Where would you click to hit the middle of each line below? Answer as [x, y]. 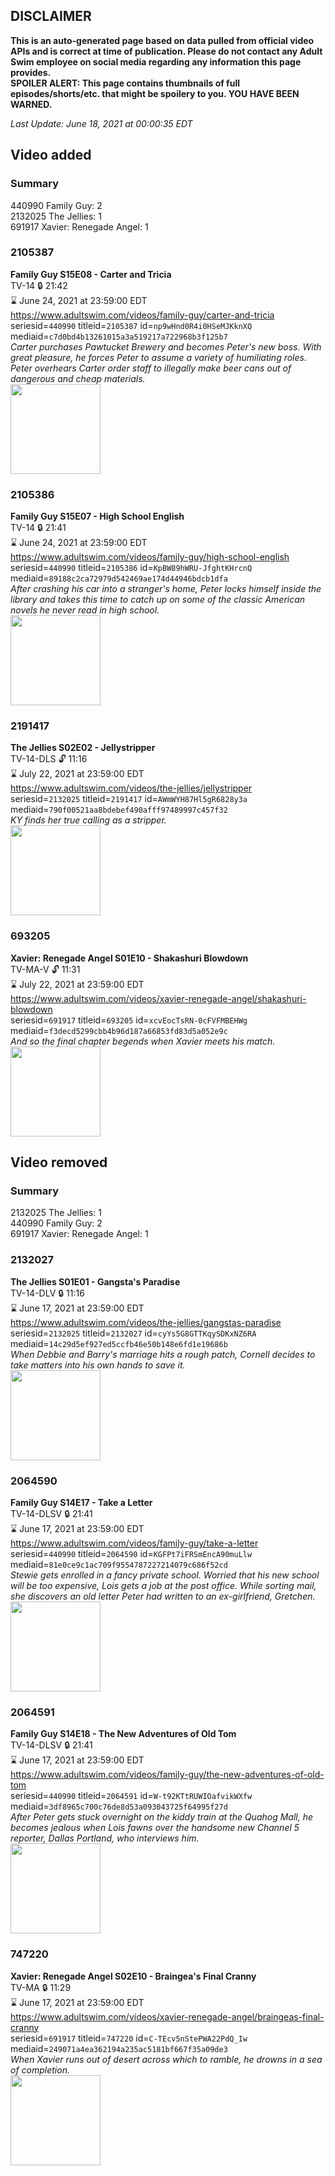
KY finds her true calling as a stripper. [88, 820]
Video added [51, 155]
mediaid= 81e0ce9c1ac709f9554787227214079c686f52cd [119, 1564]
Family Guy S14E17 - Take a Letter [81, 1502]
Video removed [59, 1162]
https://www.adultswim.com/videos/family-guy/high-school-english [150, 557]
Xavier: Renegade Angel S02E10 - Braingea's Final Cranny [133, 1976]
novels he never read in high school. [85, 610]
